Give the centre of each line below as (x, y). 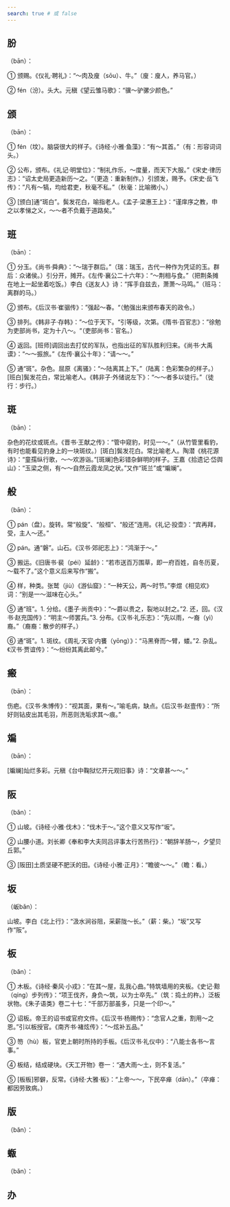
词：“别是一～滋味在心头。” (45, 594)
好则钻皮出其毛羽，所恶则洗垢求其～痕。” (64, 714)
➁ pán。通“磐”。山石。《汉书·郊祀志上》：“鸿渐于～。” (82, 547)
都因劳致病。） (27, 1088)
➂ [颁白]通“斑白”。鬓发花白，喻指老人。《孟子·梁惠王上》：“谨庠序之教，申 (113, 202)
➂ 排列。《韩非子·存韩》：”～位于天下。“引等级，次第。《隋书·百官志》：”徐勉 (114, 322)
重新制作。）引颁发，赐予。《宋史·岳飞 (166, 179)
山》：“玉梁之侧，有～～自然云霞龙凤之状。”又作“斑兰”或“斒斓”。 (96, 468)
